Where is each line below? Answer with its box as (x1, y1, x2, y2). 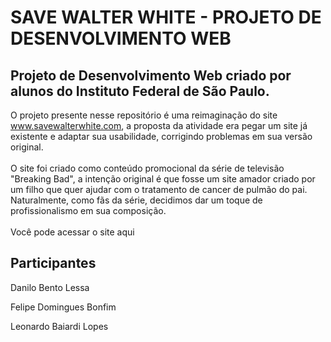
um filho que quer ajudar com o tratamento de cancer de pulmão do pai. (10, 184, 308, 195)
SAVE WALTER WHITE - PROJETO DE (10, 6, 322, 29)
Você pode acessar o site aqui (10, 226, 135, 238)
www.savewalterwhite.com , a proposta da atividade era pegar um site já (10, 120, 308, 131)
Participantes (10, 255, 97, 272)
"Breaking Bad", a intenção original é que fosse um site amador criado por (10, 173, 316, 185)
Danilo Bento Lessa (10, 281, 90, 293)
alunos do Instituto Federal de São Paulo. (10, 82, 270, 100)
